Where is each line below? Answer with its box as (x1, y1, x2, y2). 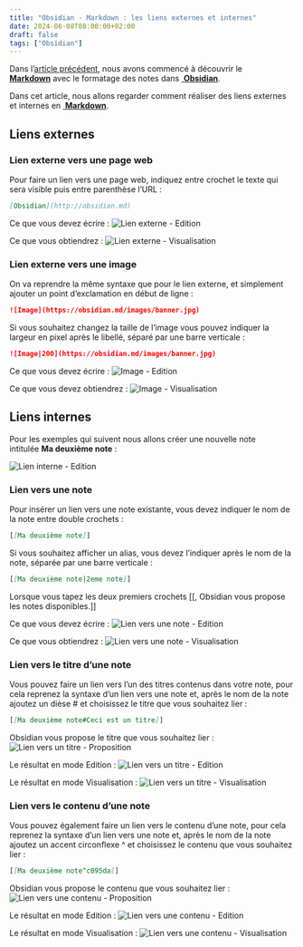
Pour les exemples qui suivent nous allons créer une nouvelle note (9, 433, 256, 444)
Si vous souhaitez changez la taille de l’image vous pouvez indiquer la (9, 322, 270, 333)
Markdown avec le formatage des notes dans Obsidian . (9, 73, 221, 84)
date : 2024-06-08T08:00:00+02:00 (9, 22, 136, 31)
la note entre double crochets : (9, 513, 124, 524)
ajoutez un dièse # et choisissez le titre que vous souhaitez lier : (9, 699, 248, 710)
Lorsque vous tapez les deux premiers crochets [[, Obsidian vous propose (9, 591, 286, 602)
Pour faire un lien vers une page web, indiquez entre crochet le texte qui (9, 174, 279, 185)
